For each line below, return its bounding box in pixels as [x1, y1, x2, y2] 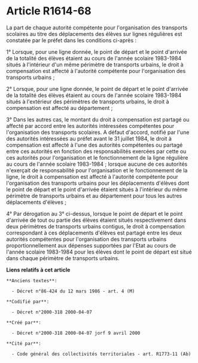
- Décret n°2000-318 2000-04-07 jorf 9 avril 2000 [11, 330, 141, 336]
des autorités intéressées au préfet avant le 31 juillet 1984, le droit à [6, 135, 172, 142]
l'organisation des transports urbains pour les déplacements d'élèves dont [6, 179, 190, 187]
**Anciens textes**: [6, 277, 58, 283]
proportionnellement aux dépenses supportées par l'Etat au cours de [6, 242, 176, 249]
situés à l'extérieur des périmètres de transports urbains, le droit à [6, 97, 169, 105]
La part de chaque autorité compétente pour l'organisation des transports [6, 24, 188, 31]
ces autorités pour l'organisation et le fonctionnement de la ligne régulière [6, 154, 188, 161]
